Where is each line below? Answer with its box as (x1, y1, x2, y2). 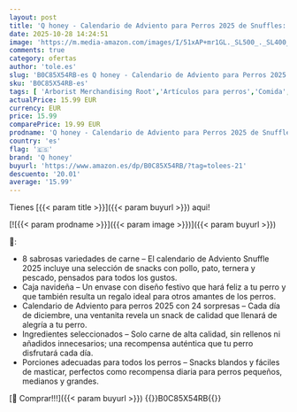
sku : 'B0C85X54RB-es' (9, 79, 89, 88)
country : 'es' (9, 136, 62, 145)
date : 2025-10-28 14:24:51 (9, 29, 109, 38)
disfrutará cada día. (21, 347, 94, 359)
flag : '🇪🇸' (9, 144, 53, 153)
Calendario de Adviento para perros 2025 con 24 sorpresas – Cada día (21, 300, 281, 311)
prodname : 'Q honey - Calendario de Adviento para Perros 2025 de (9, 128, 259, 137)
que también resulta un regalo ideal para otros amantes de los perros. (21, 292, 277, 302)
